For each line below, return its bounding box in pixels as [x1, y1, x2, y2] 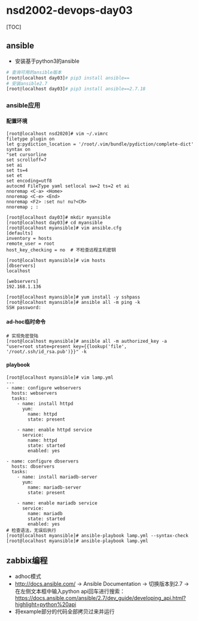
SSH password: [6, 305, 42, 311]
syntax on [6, 147, 31, 153]
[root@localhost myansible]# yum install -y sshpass [6, 294, 141, 300]
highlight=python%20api [14, 601, 77, 608]
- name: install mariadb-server [17, 474, 98, 480]
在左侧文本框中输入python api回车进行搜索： [14, 587, 126, 595]
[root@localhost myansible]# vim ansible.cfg [6, 225, 121, 231]
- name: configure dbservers [6, 458, 79, 464]
